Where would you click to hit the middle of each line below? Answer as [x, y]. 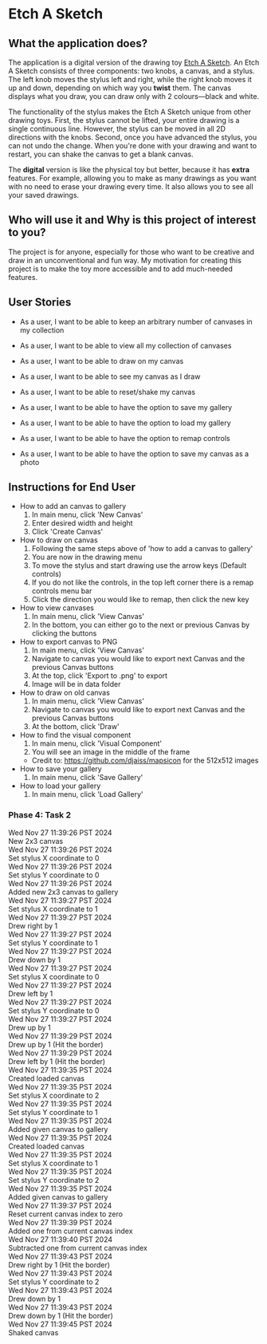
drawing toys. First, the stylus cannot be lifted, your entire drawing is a [124, 120]
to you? [27, 233]
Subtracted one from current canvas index [78, 1247]
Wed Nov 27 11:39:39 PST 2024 [61, 1222]
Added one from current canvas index [71, 1231]
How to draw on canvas [59, 540]
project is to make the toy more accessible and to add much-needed [121, 269]
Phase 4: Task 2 [40, 815]
